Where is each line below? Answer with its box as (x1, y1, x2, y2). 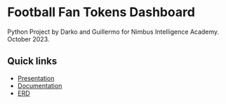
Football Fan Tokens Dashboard (7, 4, 195, 20)
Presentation (17, 74, 55, 82)
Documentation (17, 82, 62, 90)
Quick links (7, 56, 58, 67)
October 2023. (7, 34, 50, 43)
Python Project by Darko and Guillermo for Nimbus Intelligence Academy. (7, 27, 220, 36)
